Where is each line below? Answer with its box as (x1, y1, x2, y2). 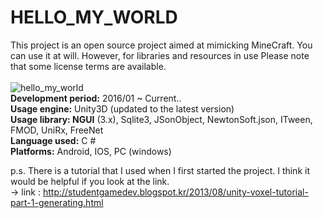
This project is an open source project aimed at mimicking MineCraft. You (10, 39, 313, 51)
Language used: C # (10, 134, 97, 146)
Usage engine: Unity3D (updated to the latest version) (10, 102, 235, 115)
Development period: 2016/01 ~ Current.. (10, 92, 182, 104)
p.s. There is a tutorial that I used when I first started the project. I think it (10, 164, 310, 176)
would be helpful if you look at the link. (10, 175, 170, 187)
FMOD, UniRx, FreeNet (10, 124, 104, 136)
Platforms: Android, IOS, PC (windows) (10, 145, 172, 157)
